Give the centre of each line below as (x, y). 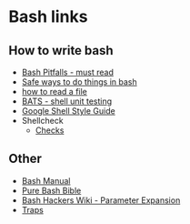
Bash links (48, 17)
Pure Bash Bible (51, 190)
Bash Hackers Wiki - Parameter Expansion (101, 200)
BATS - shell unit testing (67, 101)
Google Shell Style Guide (68, 111)
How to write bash (61, 51)
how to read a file (55, 92)
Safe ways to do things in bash (79, 82)
